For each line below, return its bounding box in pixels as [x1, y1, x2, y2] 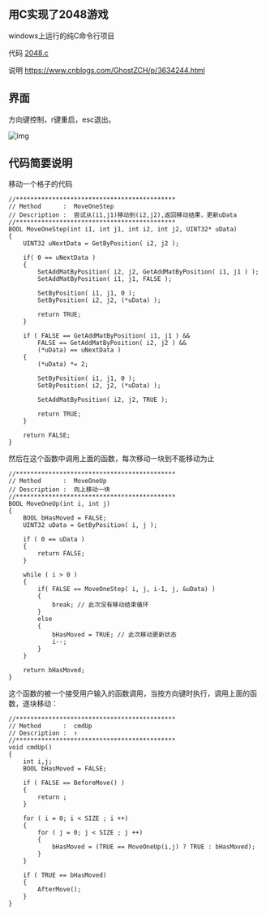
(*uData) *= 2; [37, 360, 89, 369]
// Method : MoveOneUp [8, 477, 107, 486]
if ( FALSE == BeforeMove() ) [23, 779, 126, 788]
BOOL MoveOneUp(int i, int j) [8, 500, 111, 508]
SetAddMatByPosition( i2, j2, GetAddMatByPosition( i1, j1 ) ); [37, 268, 260, 276]
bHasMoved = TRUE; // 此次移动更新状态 [51, 631, 177, 639]
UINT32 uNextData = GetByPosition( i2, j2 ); [23, 240, 180, 248]
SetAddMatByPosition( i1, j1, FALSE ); [37, 275, 173, 283]
